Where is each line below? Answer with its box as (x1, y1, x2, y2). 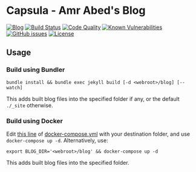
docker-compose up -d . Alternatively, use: (6, 136, 108, 144)
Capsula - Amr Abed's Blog (6, 4, 146, 18)
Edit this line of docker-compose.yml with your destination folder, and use (6, 130, 191, 138)
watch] (6, 84, 23, 91)
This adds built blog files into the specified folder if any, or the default (6, 95, 180, 103)
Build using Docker (6, 116, 64, 125)
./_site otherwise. (6, 101, 53, 109)
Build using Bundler (6, 66, 65, 74)
